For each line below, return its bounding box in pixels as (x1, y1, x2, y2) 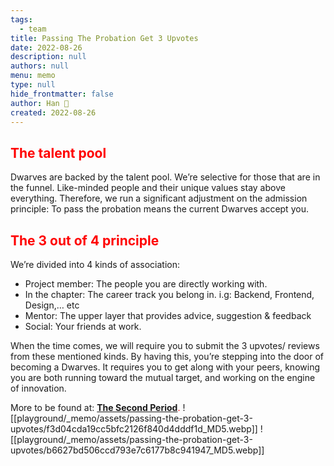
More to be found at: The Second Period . (10, 402, 181, 413)
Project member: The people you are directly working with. (24, 278, 268, 290)
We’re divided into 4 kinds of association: (10, 259, 180, 270)
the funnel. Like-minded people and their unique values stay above (10, 182, 286, 194)
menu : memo (10, 71, 56, 81)
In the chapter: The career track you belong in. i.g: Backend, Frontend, (24, 289, 315, 300)
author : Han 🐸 (10, 98, 70, 108)
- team (19, 24, 47, 34)
